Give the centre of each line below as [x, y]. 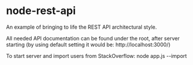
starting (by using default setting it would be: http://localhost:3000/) [88, 45]
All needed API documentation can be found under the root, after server [93, 38]
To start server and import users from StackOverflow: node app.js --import [97, 56]
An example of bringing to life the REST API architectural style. [82, 27]
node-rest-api [41, 11]
